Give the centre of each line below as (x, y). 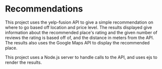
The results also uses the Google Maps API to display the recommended (77, 42)
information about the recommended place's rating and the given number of (81, 32)
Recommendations (44, 9)
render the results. (24, 62)
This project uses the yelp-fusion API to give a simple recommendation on (79, 22)
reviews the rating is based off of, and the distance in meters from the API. (80, 38)
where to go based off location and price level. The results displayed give (79, 27)
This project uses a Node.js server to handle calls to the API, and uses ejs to (81, 57)
